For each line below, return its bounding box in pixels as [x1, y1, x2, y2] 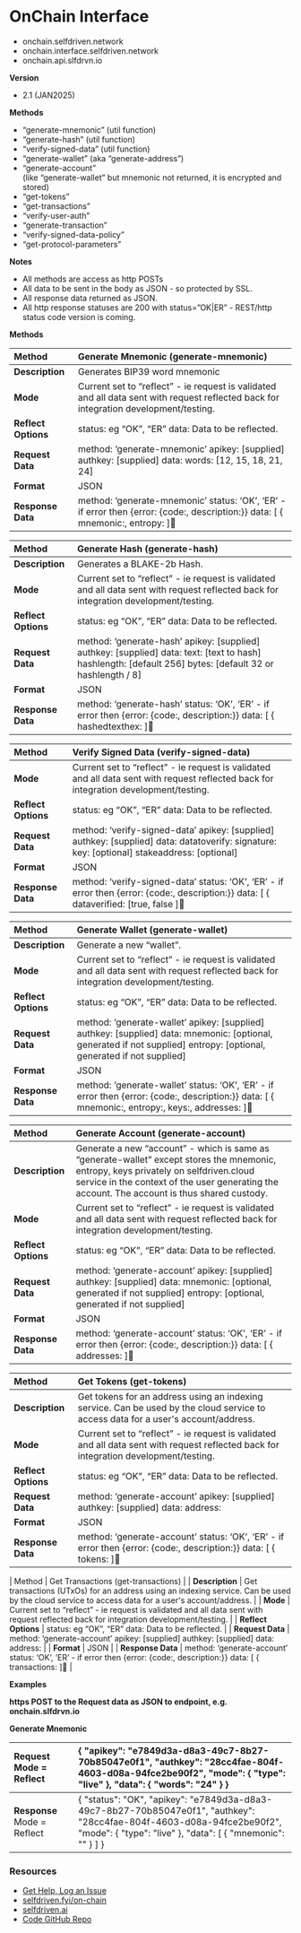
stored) [21, 181, 49, 192]
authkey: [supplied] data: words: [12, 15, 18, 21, [77, 454, 283, 466]
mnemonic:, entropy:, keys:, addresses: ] [76, 1101, 248, 1114]
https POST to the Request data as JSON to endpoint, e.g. [9, 1696, 228, 1707]
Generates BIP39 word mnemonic [77, 365, 220, 377]
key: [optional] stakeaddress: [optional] [72, 845, 238, 858]
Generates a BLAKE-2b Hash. [77, 558, 203, 570]
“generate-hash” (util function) [21, 134, 136, 144]
